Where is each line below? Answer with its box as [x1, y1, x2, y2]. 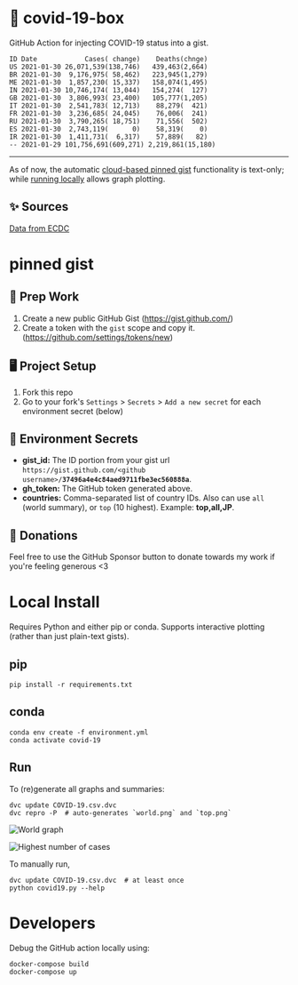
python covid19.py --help [9, 884, 105, 893]
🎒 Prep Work [9, 289, 80, 305]
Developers [9, 913, 96, 933]
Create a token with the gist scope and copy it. [21, 322, 195, 332]
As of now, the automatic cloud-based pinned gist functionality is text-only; [9, 164, 285, 174]
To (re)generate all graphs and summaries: [9, 783, 165, 794]
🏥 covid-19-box [9, 8, 125, 28]
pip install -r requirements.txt [9, 680, 133, 689]
